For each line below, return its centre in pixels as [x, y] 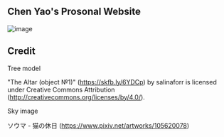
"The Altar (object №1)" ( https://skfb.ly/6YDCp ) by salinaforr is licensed [112, 82]
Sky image [23, 111]
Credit [21, 51]
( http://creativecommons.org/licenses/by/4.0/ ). [76, 97]
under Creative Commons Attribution [61, 89]
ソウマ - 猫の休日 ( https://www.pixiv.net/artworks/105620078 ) [98, 125]
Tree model [24, 68]
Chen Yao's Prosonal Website [74, 12]
